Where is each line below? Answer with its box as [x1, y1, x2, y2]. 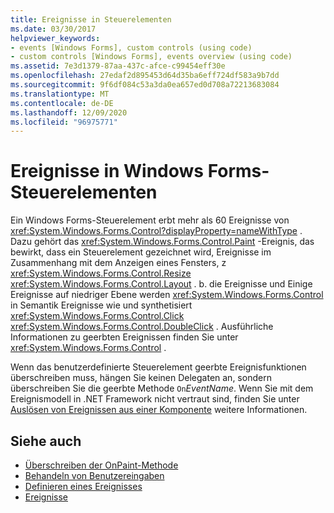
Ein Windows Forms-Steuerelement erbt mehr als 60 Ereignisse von [10, 214, 290, 226]
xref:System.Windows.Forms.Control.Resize [10, 267, 192, 280]
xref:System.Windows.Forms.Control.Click [10, 310, 185, 322]
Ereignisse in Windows [10, 160, 205, 183]
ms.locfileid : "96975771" [10, 117, 118, 127]
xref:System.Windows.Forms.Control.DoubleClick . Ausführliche [10, 321, 274, 333]
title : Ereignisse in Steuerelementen [10, 14, 172, 25]
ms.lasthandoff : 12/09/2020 [10, 107, 128, 118]
